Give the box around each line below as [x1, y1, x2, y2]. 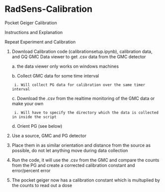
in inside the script [11, 115, 56, 119]
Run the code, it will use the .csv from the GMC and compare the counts [11, 157, 160, 163]
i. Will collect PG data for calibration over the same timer [14, 82, 146, 87]
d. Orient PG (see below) [11, 123, 62, 129]
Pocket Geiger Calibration [4, 20, 57, 26]
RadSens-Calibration [4, 3, 93, 15]
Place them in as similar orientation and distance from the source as [11, 142, 151, 148]
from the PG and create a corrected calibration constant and [11, 162, 135, 168]
